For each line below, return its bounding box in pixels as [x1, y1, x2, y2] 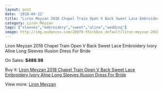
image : [5, 30, 18, 34]
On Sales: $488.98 [5, 58, 44, 63]
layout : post [5, 7, 32, 12]
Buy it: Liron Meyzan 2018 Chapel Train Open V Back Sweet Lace [5, 67, 135, 73]
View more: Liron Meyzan [5, 81, 56, 87]
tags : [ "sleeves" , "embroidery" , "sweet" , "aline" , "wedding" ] [5, 25, 127, 30]
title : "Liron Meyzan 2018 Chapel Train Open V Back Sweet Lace [5, 16, 138, 21]
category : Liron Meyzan [5, 20, 53, 26]
